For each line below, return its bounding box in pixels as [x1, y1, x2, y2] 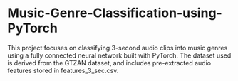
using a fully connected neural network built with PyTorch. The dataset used [7, 51, 232, 60]
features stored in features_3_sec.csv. [7, 66, 119, 75]
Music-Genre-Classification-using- [7, 5, 222, 21]
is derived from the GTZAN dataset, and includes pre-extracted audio [7, 58, 212, 67]
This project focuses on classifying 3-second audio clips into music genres [7, 43, 228, 52]
